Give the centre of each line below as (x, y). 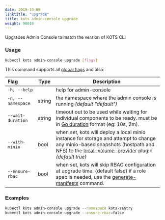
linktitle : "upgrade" (27, 14)
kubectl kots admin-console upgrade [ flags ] (51, 60)
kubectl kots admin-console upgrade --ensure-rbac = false (65, 213)
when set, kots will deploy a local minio (101, 132)
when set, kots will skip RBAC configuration (106, 165)
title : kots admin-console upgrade (41, 19)
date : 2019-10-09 (23, 10)
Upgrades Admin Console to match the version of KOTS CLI (66, 37)
